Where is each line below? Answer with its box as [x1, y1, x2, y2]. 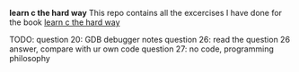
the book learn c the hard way [9, 17, 120, 28]
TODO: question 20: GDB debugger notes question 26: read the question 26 [9, 35, 290, 44]
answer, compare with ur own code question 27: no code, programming [9, 44, 274, 54]
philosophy [9, 53, 51, 63]
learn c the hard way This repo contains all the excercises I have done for [9, 8, 283, 18]
